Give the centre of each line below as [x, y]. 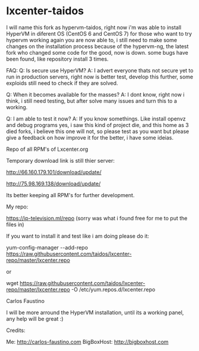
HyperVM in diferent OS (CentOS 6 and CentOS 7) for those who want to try [99, 33]
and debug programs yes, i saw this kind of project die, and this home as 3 [97, 125]
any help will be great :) [35, 318]
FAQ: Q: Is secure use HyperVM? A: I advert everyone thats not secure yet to [100, 70]
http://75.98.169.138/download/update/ [53, 184]
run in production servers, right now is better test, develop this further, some [100, 77]
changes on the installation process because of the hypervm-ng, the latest [97, 46]
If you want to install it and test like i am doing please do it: [78, 236]
